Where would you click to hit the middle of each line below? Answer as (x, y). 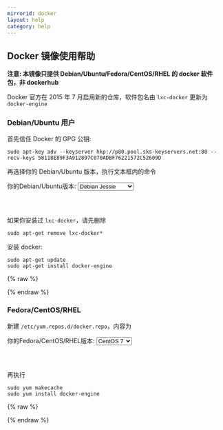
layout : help (26, 20)
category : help (29, 26)
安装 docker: (25, 247)
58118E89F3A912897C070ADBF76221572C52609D (99, 158)
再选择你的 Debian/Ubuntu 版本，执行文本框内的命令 (82, 172)
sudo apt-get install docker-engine (60, 266)
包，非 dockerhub (33, 83)
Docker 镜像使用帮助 (51, 56)
